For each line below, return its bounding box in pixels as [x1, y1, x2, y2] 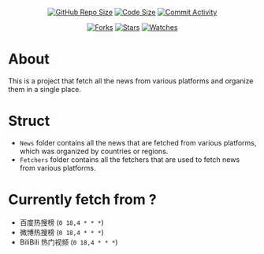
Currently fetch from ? [8, 191, 157, 208]
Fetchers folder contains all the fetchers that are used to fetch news [19, 154, 240, 164]
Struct [8, 112, 50, 130]
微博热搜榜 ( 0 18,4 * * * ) [19, 227, 104, 237]
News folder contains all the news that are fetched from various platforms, [19, 138, 257, 147]
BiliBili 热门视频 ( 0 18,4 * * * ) [19, 237, 118, 247]
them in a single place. [8, 84, 81, 94]
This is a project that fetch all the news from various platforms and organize [8, 75, 254, 86]
